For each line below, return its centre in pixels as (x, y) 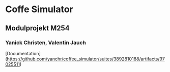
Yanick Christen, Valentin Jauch (46, 43)
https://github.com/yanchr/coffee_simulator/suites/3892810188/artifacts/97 (86, 59)
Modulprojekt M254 (37, 28)
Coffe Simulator (39, 9)
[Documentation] (23, 53)
